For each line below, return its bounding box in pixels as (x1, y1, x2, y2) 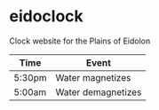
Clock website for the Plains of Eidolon (9, 35, 151, 46)
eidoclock (9, 6, 84, 27)
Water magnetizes (55, 71, 131, 83)
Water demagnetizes (55, 86, 142, 98)
